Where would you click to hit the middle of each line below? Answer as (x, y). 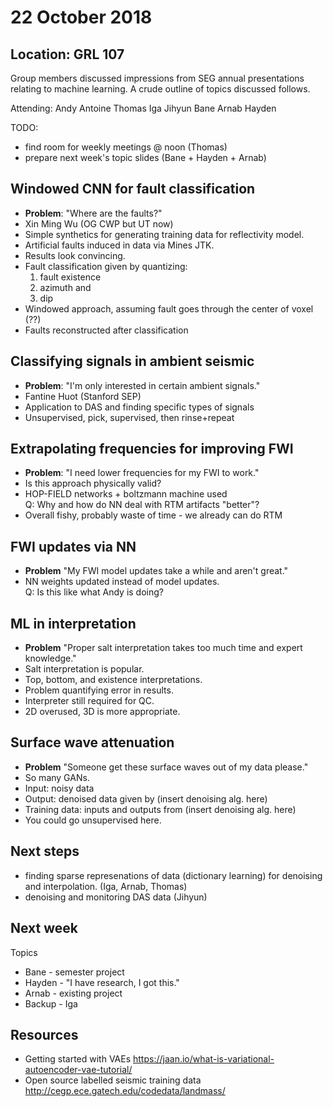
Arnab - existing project (73, 993)
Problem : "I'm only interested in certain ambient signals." (142, 385)
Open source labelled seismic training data (113, 1080)
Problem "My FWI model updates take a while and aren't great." (156, 571)
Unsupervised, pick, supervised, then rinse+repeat (129, 417)
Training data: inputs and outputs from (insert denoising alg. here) (160, 809)
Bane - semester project (74, 972)
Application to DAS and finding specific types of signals (139, 407)
